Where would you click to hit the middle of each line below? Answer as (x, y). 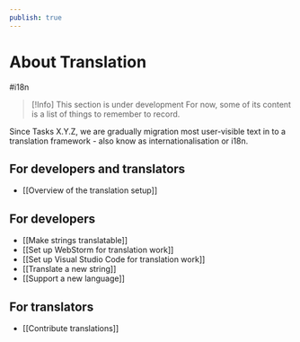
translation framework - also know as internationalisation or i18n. (129, 141)
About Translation (78, 61)
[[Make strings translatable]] (75, 241)
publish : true (36, 18)
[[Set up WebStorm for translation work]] (98, 250)
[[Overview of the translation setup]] (90, 190)
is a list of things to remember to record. (106, 114)
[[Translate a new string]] (69, 269)
